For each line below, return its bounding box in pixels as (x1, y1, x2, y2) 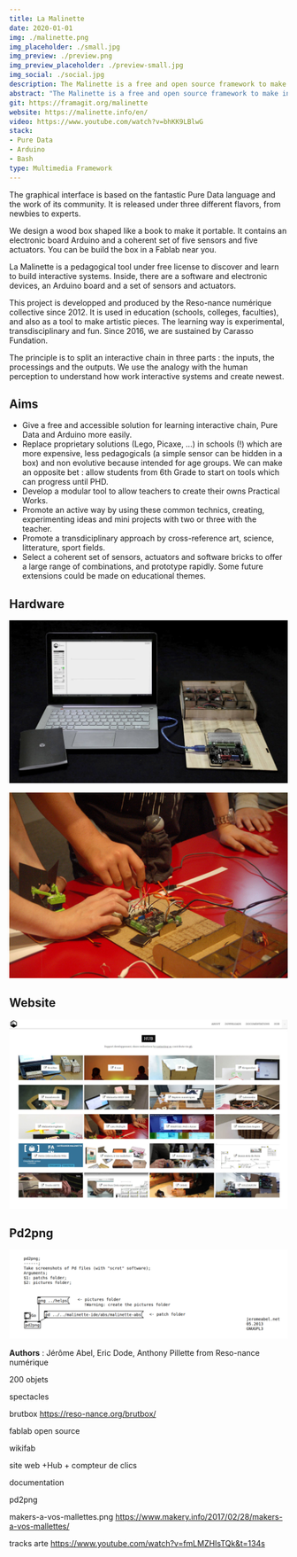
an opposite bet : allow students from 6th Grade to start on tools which (21, 467, 280, 478)
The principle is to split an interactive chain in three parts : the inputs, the (9, 352, 275, 362)
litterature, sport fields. (21, 542, 106, 553)
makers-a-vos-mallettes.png (9, 1511, 113, 1522)
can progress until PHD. (21, 477, 109, 487)
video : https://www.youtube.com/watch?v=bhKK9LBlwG (9, 117, 203, 126)
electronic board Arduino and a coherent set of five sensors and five (9, 235, 258, 245)
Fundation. (9, 335, 49, 346)
